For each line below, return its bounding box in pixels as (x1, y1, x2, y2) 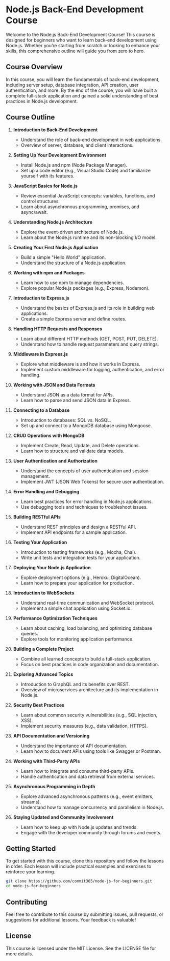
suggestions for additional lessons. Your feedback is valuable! (6, 916, 136, 923)
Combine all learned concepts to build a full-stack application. (20, 655, 152, 662)
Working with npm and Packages (13, 269, 85, 275)
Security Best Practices (13, 702, 65, 708)
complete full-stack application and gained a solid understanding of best (6, 92, 159, 98)
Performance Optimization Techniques (13, 615, 98, 621)
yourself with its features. (20, 173, 75, 179)
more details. (6, 950, 34, 957)
